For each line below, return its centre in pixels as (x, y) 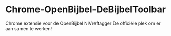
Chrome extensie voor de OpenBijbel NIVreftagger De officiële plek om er (83, 23)
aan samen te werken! (29, 28)
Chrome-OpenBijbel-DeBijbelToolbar (85, 9)
